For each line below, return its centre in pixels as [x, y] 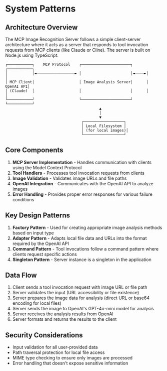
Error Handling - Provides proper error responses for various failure [82, 194]
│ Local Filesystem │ [104, 126]
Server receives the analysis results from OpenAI [63, 314]
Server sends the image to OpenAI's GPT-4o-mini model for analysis [83, 309]
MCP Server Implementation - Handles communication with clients [82, 162]
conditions [23, 199]
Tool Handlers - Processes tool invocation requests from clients [78, 173]
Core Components [34, 150]
